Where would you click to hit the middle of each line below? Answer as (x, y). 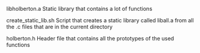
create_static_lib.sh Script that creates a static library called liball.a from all (100, 20)
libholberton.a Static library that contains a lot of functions (79, 9)
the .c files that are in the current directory (59, 27)
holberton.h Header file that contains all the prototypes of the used (90, 38)
